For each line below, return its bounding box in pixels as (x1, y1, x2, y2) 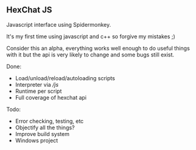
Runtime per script (15, 87, 62, 95)
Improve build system (15, 130, 70, 137)
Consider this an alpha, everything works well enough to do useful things (6, 44, 191, 52)
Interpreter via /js (15, 81, 59, 88)
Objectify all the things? (15, 124, 75, 131)
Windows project (15, 137, 58, 144)
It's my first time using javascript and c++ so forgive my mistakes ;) (6, 33, 176, 40)
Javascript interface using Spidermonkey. (6, 21, 111, 28)
